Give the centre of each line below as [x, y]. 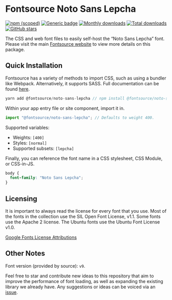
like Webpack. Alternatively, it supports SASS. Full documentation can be [82, 83]
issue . [12, 292]
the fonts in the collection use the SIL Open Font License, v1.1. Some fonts [83, 216]
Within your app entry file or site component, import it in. [65, 108]
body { [12, 173]
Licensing [21, 199]
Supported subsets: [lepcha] [43, 148]
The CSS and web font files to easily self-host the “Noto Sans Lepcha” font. [85, 39]
